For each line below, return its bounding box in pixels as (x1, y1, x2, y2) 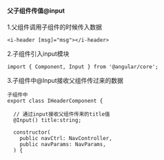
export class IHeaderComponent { (7, 97, 103, 105)
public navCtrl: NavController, (19, 135, 112, 142)
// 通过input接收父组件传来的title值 (13, 111, 110, 118)
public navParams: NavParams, (19, 141, 107, 148)
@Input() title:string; (13, 117, 81, 124)
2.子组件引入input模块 (7, 50, 70, 58)
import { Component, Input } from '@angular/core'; (7, 63, 158, 70)
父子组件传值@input (7, 6, 65, 14)
